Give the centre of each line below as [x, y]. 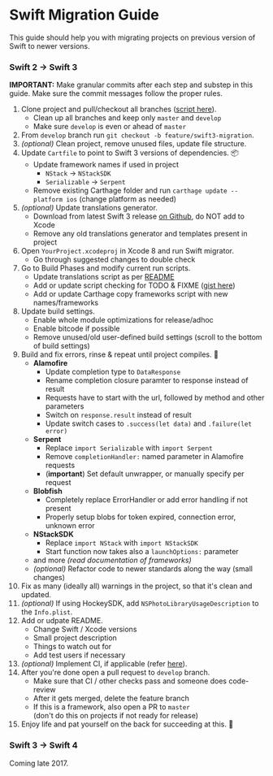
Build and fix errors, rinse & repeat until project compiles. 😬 [119, 354]
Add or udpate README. [62, 621]
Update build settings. [58, 311]
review [44, 690]
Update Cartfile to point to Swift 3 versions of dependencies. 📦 [130, 153]
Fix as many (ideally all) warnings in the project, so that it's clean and [136, 586]
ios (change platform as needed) [121, 199]
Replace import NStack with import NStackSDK [121, 543]
